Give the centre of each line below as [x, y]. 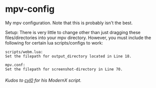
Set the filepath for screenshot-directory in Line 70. [64, 69]
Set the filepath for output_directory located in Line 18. [69, 56]
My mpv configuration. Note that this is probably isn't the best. [69, 23]
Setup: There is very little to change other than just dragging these [73, 32]
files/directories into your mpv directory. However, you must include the [78, 38]
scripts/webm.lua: [24, 52]
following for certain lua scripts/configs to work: [54, 43]
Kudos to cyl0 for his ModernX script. [43, 80]
